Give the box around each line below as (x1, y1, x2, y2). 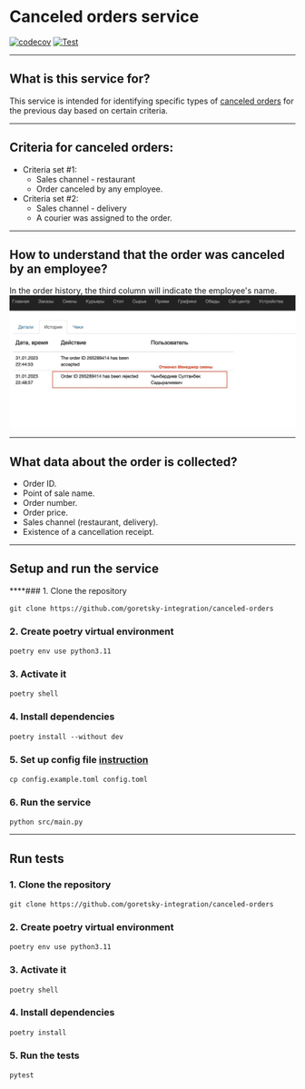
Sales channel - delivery (35, 203, 127, 213)
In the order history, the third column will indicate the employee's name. (9, 285, 278, 296)
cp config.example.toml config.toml (9, 775, 148, 784)
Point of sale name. (22, 488, 95, 499)
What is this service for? (9, 71, 151, 87)
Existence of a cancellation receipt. (22, 526, 154, 537)
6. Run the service (9, 796, 92, 808)
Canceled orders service (9, 6, 200, 27)
